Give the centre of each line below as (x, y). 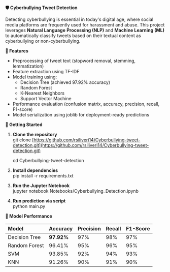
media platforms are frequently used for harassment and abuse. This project (85, 25)
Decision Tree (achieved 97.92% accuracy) (65, 82)
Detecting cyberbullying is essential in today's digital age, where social (79, 19)
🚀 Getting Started (24, 125)
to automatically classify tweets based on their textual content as (73, 36)
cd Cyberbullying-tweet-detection (48, 160)
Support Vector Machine (46, 98)
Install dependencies (35, 170)
